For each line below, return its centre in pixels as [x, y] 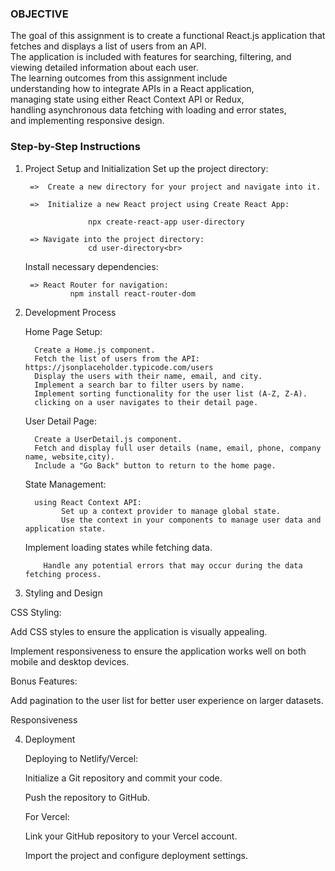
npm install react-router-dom [132, 293]
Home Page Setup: [63, 331]
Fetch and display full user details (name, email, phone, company [178, 448]
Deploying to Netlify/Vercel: [81, 758]
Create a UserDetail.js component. [108, 439]
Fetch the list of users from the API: [117, 358]
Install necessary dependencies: [91, 266]
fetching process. [63, 574]
